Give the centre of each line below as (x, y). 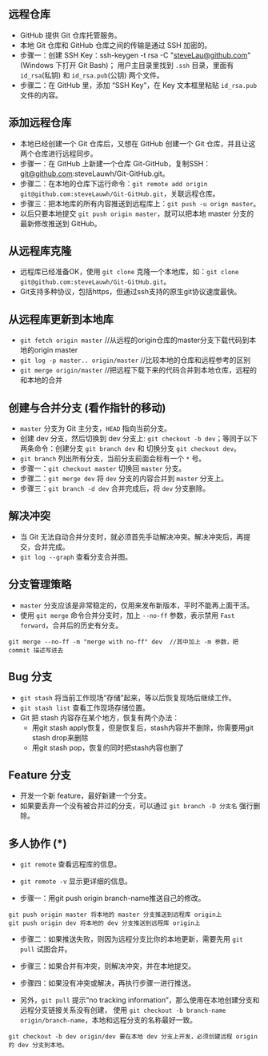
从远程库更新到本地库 (61, 319)
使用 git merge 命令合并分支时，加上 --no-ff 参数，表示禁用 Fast (127, 615)
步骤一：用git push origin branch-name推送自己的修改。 (112, 899)
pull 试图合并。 (46, 949)
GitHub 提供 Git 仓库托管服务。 (70, 35)
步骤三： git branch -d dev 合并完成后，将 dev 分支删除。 (115, 488)
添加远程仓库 (40, 123)
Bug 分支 (30, 677)
